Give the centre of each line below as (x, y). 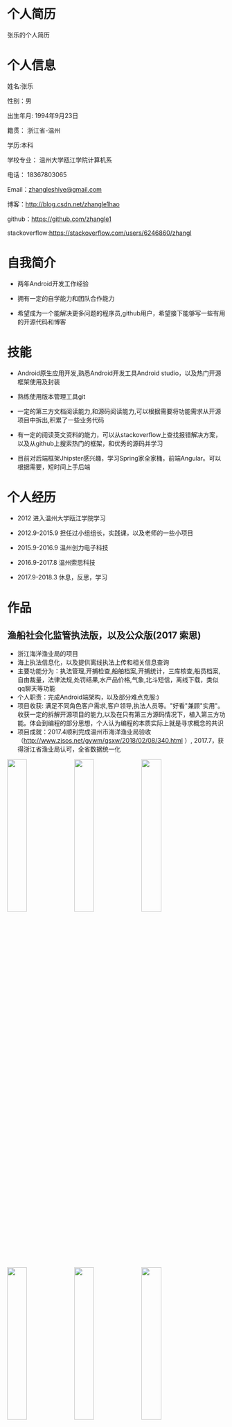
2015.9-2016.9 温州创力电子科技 (63, 547)
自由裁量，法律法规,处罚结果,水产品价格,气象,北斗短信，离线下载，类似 (118, 679)
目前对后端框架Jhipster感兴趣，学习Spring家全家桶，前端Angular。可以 (119, 458)
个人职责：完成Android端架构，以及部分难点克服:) (88, 697)
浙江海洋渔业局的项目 (47, 653)
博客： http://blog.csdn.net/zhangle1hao (63, 204)
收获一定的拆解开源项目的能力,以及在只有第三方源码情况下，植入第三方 (118, 714)
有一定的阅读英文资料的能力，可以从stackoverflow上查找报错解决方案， (119, 434)
